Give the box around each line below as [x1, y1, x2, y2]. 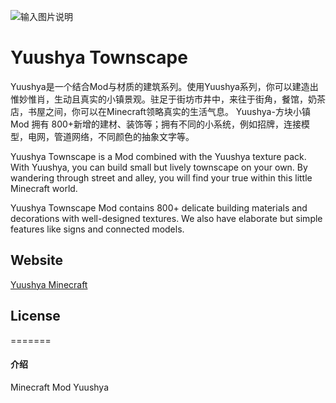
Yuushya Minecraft [10, 278, 88, 290]
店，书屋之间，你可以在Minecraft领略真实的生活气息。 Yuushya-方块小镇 [10, 105, 311, 117]
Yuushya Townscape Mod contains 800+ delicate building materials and [10, 201, 308, 214]
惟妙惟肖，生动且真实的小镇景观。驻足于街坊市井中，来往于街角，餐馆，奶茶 [10, 93, 326, 105]
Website [10, 252, 63, 269]
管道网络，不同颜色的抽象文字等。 [53, 130, 195, 142]
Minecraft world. [10, 182, 78, 194]
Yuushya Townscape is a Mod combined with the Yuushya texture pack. [10, 150, 307, 162]
